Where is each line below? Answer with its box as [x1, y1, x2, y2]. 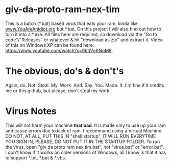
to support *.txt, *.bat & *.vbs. [5, 154, 66, 161]
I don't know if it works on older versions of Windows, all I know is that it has [5, 149, 166, 155]
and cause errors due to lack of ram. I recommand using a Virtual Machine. [5, 127, 163, 133]
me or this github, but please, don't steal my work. [5, 88, 111, 94]
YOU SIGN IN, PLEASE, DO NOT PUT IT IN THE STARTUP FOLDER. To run [5, 139, 160, 145]
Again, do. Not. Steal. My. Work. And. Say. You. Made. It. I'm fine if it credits [5, 82, 164, 88]
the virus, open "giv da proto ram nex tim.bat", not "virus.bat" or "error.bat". [5, 144, 164, 150]
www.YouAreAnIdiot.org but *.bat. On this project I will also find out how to [5, 25, 162, 32]
